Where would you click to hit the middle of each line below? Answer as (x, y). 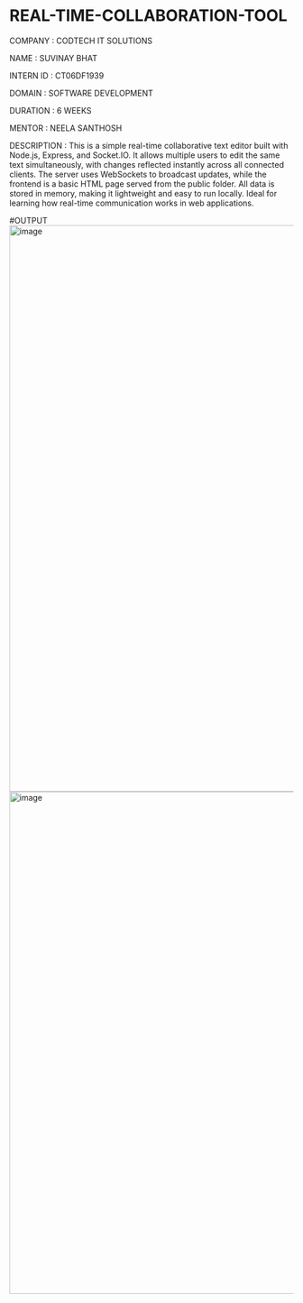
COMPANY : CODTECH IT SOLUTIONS (81, 41)
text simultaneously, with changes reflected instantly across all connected (147, 164)
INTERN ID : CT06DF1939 (57, 75)
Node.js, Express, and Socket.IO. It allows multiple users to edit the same (145, 155)
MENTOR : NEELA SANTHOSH (66, 128)
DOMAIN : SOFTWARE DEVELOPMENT (81, 93)
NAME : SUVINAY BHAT (53, 58)
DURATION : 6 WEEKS (50, 110)
